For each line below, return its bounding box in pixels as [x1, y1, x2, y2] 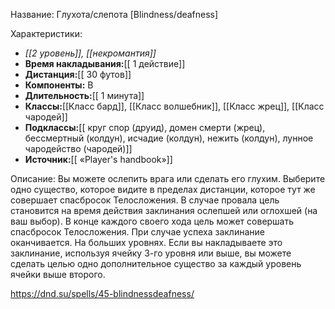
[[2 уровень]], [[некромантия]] [24, 47, 157, 59]
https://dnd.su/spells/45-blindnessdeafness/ [10, 288, 195, 299]
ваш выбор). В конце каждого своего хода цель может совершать [10, 215, 295, 227]
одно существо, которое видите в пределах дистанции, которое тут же [10, 184, 316, 195]
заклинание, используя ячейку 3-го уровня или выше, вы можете [10, 247, 292, 259]
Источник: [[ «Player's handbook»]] [24, 154, 173, 165]
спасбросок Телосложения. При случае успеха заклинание [10, 226, 265, 238]
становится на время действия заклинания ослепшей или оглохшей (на [10, 205, 318, 216]
